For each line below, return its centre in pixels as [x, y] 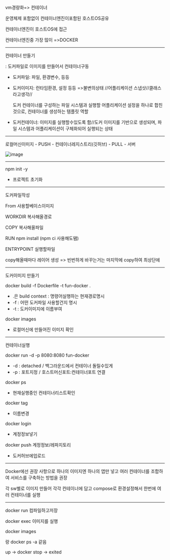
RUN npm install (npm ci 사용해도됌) [42, 238]
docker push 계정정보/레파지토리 [38, 445]
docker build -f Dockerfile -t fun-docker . [48, 286]
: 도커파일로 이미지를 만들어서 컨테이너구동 [47, 66]
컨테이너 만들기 [20, 55]
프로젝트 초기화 [28, 179]
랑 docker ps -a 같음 [26, 542]
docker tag [16, 403]
